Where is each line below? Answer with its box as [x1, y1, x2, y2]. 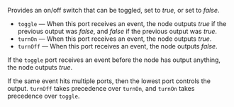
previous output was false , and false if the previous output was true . [17, 27, 218, 35]
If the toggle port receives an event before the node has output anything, [7, 56, 221, 64]
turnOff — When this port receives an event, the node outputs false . [17, 42, 218, 50]
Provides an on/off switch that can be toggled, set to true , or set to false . [7, 6, 220, 14]
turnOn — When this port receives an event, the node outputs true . [17, 34, 212, 43]
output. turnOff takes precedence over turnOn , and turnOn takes [7, 84, 195, 92]
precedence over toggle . [7, 92, 80, 100]
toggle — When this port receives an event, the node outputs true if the [17, 20, 227, 27]
